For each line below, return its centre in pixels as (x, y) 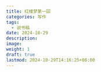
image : (14, 44)
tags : (13, 22)
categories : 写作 (26, 17)
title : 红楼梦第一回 (28, 11)
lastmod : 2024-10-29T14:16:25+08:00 (50, 60)
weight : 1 (18, 49)
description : (22, 38)
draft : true (20, 55)
